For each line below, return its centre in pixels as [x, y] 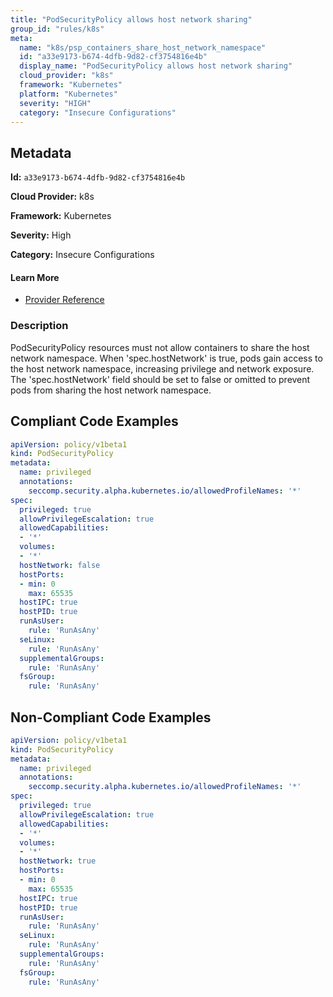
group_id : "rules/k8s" [57, 29]
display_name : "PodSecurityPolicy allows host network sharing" [156, 66]
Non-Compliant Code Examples [111, 717]
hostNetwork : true [58, 861]
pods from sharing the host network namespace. [111, 390]
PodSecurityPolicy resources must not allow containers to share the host [160, 347]
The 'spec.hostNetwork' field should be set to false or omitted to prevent [160, 379]
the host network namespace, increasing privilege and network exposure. [162, 368]
